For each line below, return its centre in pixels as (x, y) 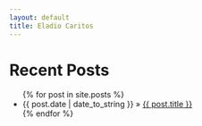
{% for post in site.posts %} (73, 95)
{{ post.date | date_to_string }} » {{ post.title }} (107, 105)
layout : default (39, 17)
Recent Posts (59, 70)
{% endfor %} (48, 113)
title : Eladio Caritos (51, 26)
